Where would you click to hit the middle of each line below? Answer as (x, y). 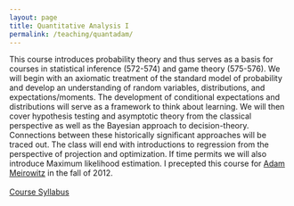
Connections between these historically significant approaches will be (138, 136)
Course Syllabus (39, 192)
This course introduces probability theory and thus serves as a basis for (141, 60)
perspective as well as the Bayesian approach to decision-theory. (129, 126)
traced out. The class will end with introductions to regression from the (139, 144)
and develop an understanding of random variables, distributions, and (137, 88)
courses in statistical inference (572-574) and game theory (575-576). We (145, 69)
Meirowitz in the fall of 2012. (61, 173)
